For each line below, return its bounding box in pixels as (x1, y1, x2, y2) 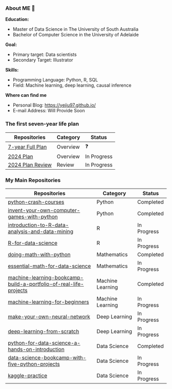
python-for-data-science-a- (8, 339, 81, 346)
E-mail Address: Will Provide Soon (12, 108, 85, 114)
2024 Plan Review (8, 161, 52, 168)
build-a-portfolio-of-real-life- (8, 280, 84, 288)
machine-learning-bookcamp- (8, 274, 84, 281)
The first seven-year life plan (5, 120, 79, 128)
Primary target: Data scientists (12, 51, 77, 58)
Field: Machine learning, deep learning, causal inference (12, 82, 132, 89)
